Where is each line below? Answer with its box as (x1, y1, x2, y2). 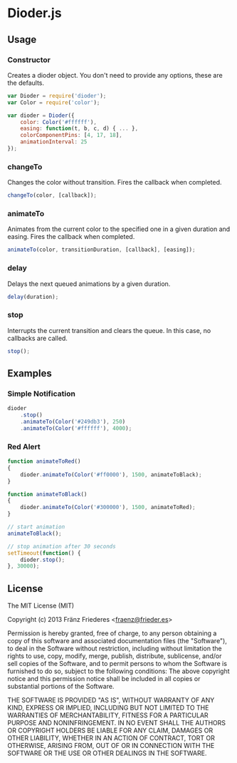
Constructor (7, 55, 51, 65)
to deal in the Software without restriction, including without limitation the (7, 644, 222, 653)
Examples (7, 367, 52, 379)
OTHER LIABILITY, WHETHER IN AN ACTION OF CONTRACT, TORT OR (7, 734, 215, 742)
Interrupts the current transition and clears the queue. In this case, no (7, 326, 211, 334)
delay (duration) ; (7, 293, 59, 300)
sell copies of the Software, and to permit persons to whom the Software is (7, 660, 228, 668)
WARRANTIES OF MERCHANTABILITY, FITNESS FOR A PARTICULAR (7, 711, 209, 720)
